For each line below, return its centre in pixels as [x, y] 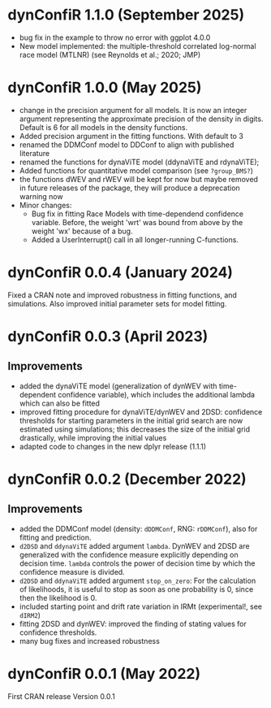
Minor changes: [45, 205]
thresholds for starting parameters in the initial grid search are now [131, 420]
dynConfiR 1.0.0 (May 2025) [105, 88]
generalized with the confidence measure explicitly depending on [129, 554]
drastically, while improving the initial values [93, 437]
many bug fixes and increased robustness [89, 641]
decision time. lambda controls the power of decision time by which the [138, 563]
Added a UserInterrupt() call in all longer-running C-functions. [135, 239]
